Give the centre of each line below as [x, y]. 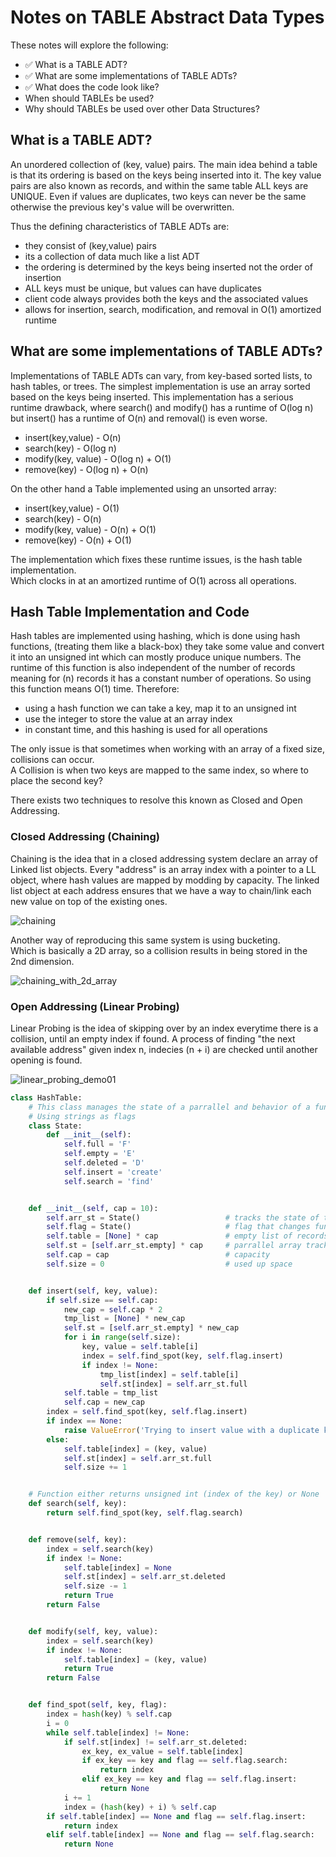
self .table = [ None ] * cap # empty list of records [187, 1236]
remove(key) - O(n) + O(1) [78, 540]
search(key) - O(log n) [70, 448]
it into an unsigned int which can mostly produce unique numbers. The [156, 657]
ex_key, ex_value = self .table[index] [162, 1751]
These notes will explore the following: [89, 45]
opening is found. [46, 1060]
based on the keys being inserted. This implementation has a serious [152, 397]
